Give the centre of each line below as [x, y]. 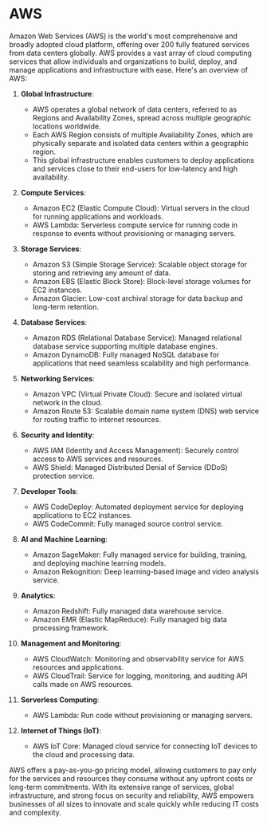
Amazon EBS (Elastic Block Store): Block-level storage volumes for [142, 281]
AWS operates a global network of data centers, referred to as [135, 109]
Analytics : [38, 595]
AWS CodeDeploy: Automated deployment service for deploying [138, 507]
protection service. [63, 476]
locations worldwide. [67, 126]
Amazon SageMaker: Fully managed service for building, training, [140, 555]
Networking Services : [57, 378]
